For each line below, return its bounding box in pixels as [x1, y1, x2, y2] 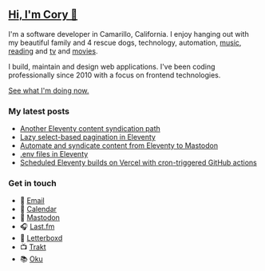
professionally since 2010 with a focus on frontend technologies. [8, 70, 221, 80]
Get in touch [8, 177, 57, 189]
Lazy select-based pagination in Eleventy [19, 133, 156, 142]
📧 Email [19, 196, 45, 205]
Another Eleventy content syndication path [19, 124, 161, 134]
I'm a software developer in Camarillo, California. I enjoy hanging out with [8, 29, 249, 38]
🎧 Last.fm [19, 221, 55, 232]
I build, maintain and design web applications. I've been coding [8, 62, 216, 71]
